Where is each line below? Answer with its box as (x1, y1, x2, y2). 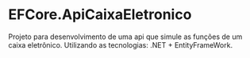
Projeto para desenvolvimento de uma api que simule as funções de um (8, 32, 243, 41)
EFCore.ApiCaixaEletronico (8, 6, 192, 24)
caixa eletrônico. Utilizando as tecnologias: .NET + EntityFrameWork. (8, 40, 233, 49)
